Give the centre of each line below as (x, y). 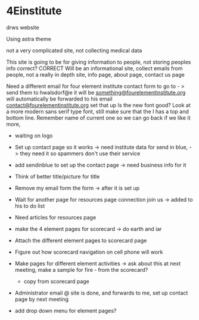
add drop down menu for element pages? (66, 310)
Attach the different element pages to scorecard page (81, 240)
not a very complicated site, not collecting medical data (74, 50)
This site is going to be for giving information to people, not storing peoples (99, 62)
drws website (23, 27)
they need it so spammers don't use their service (80, 153)
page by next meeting (42, 299)
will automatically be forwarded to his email (59, 99)
